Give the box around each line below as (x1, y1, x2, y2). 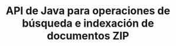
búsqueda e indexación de (22, 17, 154, 30)
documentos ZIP (47, 29, 129, 42)
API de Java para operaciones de (5, 4, 171, 18)
